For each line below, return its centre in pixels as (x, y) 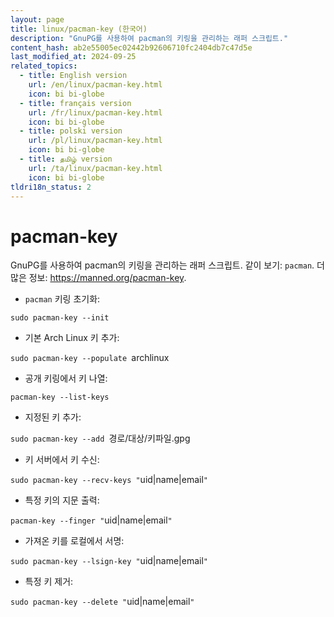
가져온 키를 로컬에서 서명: (74, 541)
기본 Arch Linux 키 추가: (72, 338)
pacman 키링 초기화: (62, 299)
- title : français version (75, 103)
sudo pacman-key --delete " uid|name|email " (102, 602)
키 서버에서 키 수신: (62, 460)
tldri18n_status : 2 (51, 187)
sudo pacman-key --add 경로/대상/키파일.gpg (100, 438)
